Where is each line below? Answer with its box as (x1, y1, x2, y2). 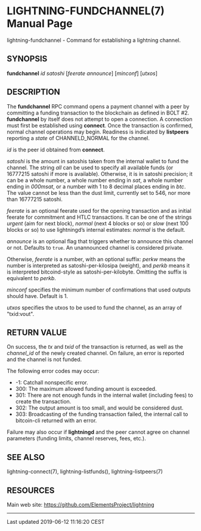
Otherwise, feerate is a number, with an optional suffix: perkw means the (7, 255, 185, 263)
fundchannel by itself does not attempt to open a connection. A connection (7, 115, 193, 123)
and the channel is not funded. (7, 356, 82, 363)
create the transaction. (15, 398, 72, 405)
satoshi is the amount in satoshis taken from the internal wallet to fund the (7, 157, 189, 164)
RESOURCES (7, 485, 55, 495)
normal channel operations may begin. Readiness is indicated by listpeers (7, 128, 189, 135)
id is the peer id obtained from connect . (7, 146, 105, 153)
